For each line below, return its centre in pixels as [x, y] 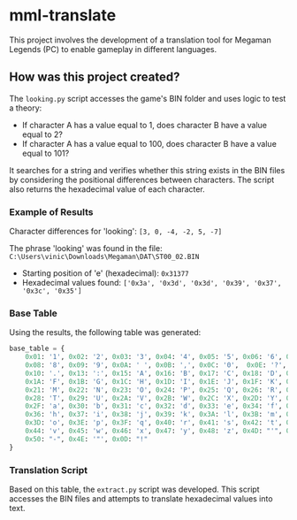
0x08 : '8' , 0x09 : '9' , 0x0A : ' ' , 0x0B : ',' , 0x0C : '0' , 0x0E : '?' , [156, 365]
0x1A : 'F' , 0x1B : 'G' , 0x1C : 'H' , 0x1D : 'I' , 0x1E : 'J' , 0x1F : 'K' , [154, 381]
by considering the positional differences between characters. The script [142, 180]
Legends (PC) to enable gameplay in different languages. [113, 49]
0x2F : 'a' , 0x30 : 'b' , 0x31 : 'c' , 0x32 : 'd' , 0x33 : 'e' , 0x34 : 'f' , [154, 406]
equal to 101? [46, 153]
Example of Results [51, 211]
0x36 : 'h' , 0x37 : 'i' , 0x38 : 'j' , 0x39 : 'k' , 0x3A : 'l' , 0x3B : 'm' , [154, 415]
